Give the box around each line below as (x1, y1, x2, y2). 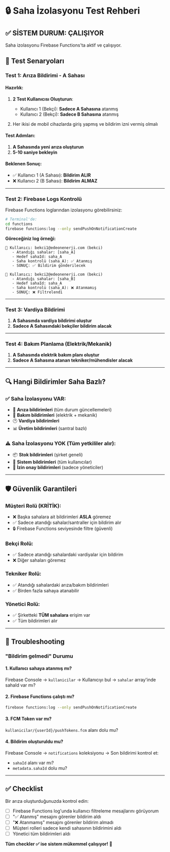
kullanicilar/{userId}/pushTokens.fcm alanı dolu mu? (5, 727, 118, 733)
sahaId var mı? (5, 682, 36, 688)
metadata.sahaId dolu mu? (12, 765, 67, 771)
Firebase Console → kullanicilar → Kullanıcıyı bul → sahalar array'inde (5, 677, 156, 683)
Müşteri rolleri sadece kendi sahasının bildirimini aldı (12, 825, 121, 831)
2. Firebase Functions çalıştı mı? (5, 694, 75, 700)
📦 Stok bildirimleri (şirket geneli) (12, 452, 83, 458)
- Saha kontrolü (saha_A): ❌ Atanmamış (12, 285, 97, 290)
